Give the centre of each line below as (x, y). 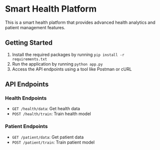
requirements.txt (30, 59)
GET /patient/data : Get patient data (48, 137)
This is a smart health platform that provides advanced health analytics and (80, 22)
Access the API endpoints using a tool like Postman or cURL (72, 69)
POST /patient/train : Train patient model (53, 142)
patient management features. (35, 27)
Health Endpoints (26, 98)
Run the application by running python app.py (57, 64)
